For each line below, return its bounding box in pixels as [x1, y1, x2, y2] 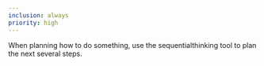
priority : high [8, 19, 59, 27]
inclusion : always [8, 11, 69, 20]
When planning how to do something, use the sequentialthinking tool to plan [8, 40, 257, 49]
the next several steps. [8, 49, 82, 58]
